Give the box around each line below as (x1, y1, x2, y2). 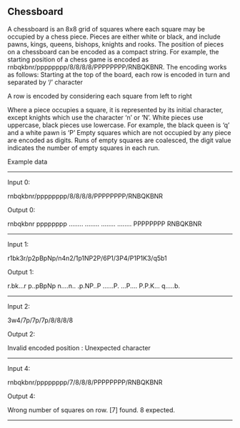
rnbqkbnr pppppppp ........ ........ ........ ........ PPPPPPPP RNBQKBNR (7, 219, 202, 228)
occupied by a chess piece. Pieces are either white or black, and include (7, 32, 221, 41)
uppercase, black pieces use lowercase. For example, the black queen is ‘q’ (7, 121, 230, 129)
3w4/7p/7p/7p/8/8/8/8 (7, 316, 74, 324)
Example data (7, 157, 48, 166)
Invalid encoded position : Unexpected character (7, 343, 151, 352)
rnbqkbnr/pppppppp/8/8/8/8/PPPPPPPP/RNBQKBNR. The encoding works (7, 62, 227, 71)
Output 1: (7, 267, 34, 276)
